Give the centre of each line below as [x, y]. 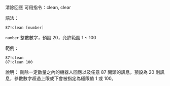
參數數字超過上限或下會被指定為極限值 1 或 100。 [65, 78]
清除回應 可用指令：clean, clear [38, 7]
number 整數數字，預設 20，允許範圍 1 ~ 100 [51, 37]
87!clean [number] [25, 28]
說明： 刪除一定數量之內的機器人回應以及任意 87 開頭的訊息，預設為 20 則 [83, 72]
